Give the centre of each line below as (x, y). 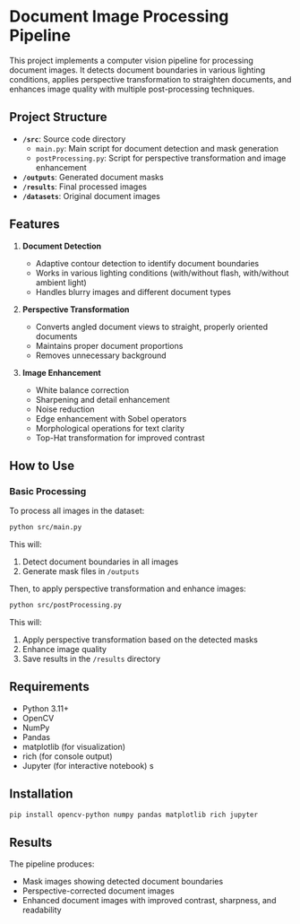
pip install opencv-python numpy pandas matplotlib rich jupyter (133, 815)
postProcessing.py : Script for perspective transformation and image (161, 158)
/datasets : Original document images (91, 196)
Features (34, 225)
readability (42, 910)
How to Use (42, 465)
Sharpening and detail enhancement (103, 399)
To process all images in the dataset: (77, 511)
